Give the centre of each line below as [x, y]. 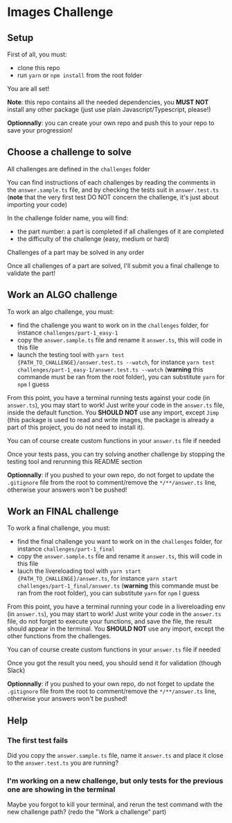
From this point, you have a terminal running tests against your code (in [109, 397]
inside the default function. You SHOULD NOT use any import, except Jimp [113, 412]
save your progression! [40, 130]
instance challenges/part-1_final [66, 549]
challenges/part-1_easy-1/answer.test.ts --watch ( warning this [110, 369]
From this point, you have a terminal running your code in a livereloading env [116, 607]
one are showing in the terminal [61, 790]
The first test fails [37, 740]
